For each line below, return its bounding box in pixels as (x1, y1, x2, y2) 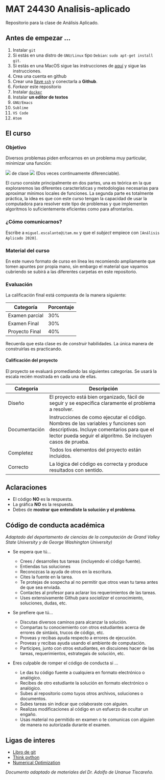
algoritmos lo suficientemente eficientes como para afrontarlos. (5, 206, 134, 212)
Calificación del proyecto (5, 357, 58, 363)
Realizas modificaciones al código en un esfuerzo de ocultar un (20, 706, 148, 712)
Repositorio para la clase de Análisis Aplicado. (5, 20, 99, 26)
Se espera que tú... (12, 549, 51, 555)
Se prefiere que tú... (12, 610, 53, 616)
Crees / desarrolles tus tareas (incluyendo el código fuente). (20, 558, 141, 564)
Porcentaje (48, 304, 74, 311)
